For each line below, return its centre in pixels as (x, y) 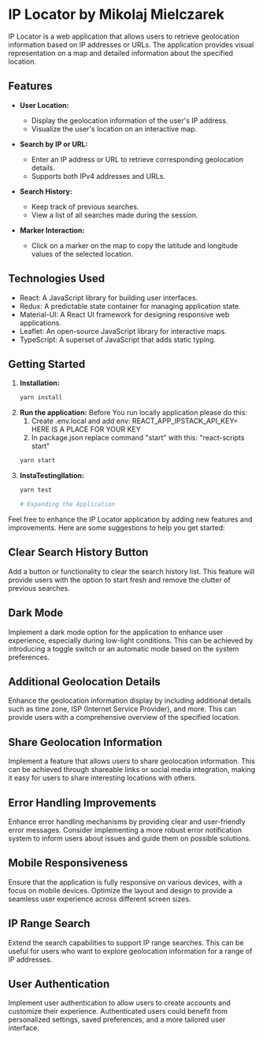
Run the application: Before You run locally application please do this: (133, 413)
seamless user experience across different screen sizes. (100, 899)
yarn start (37, 461)
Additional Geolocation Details (85, 682)
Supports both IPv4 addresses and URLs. (98, 176)
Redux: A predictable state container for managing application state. (130, 306)
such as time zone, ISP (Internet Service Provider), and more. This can (122, 709)
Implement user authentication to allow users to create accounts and (119, 1003)
